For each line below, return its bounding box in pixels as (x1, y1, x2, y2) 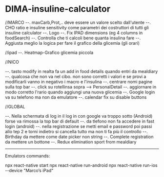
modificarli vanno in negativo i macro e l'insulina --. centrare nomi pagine (5, 79, 153, 85)
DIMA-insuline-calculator (5, 3, 111, 15)
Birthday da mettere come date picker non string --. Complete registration (5, 134, 154, 140)
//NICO (5, 59, 20, 65)
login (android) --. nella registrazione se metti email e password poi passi (5, 123, 152, 129)
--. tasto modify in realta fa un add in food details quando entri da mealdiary (5, 68, 158, 74)
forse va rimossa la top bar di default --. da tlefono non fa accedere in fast (5, 118, 155, 124)
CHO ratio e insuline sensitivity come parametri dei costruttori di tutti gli (5, 24, 149, 30)
